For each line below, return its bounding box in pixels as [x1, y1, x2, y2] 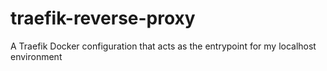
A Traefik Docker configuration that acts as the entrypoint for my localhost [10, 40, 317, 52]
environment [10, 50, 63, 62]
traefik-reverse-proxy [10, 7, 196, 30]
